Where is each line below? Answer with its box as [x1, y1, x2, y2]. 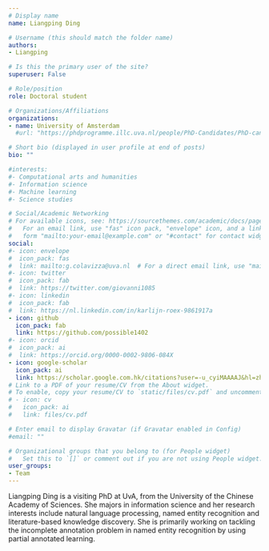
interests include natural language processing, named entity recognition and [8, 509, 260, 517]
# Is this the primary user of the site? [8, 63, 149, 71]
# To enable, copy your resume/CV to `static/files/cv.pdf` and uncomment [8, 388, 263, 396]
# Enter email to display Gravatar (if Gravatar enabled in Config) [8, 425, 242, 433]
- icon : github [8, 314, 59, 322]
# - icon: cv [8, 396, 52, 404]
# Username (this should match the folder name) [8, 34, 174, 42]
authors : [8, 41, 38, 49]
